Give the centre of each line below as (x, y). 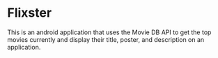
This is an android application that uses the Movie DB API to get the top (109, 32)
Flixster (30, 13)
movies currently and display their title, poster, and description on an (106, 39)
